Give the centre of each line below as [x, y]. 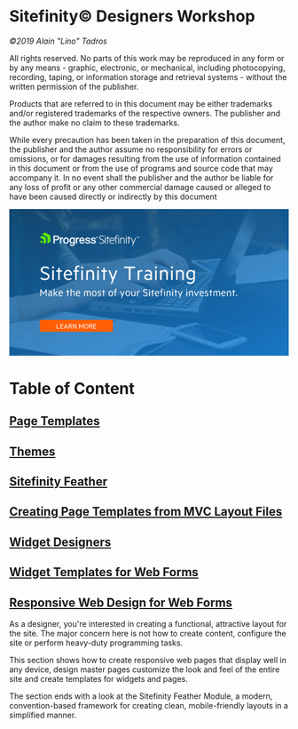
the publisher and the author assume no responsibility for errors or [131, 149]
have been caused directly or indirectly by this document [113, 196]
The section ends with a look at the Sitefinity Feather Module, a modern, [141, 696]
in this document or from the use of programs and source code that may [141, 168]
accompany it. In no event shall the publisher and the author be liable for [141, 177]
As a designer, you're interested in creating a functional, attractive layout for [148, 624]
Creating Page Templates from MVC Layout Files [146, 512]
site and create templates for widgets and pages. [99, 679]
